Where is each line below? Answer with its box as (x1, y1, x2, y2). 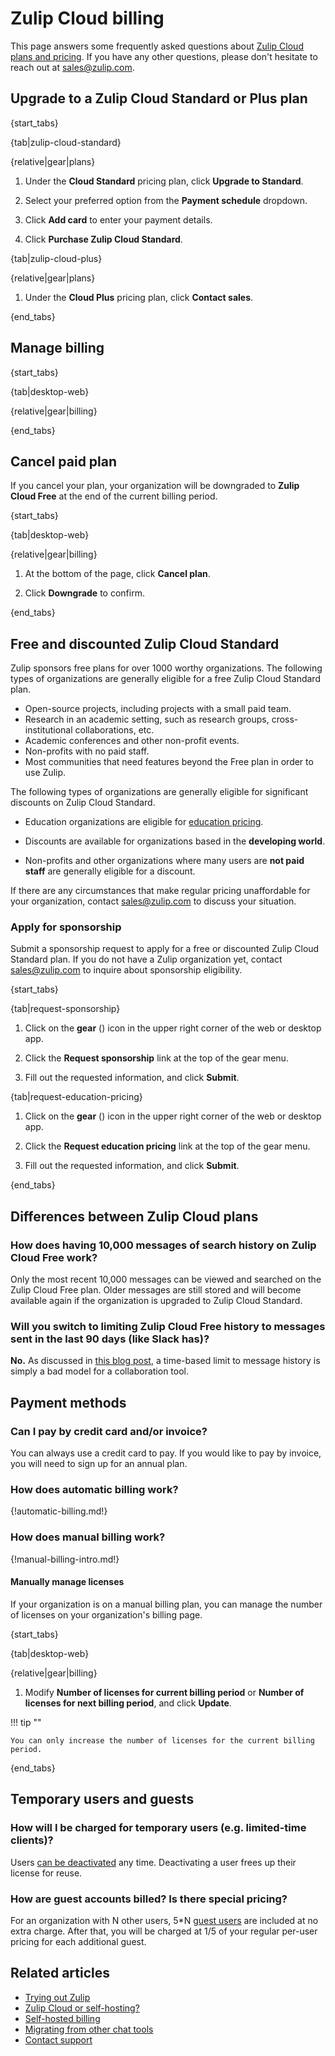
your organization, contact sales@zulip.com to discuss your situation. (10, 895, 297, 907)
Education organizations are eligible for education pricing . (24, 816, 264, 828)
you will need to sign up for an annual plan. (10, 1458, 188, 1470)
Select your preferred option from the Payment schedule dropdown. (24, 194, 308, 206)
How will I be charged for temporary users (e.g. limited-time (10, 1821, 307, 1835)
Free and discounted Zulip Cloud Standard (10, 635, 280, 652)
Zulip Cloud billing (10, 7, 165, 30)
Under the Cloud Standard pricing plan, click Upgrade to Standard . (24, 175, 304, 187)
